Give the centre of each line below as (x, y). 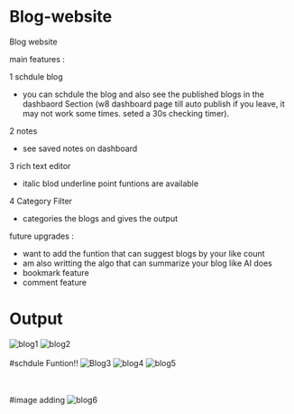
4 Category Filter (41, 201)
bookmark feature (56, 272)
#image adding (37, 400)
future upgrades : (42, 236)
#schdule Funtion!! (44, 362)
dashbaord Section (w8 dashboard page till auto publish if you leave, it (154, 103)
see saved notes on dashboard (80, 148)
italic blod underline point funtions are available (110, 183)
